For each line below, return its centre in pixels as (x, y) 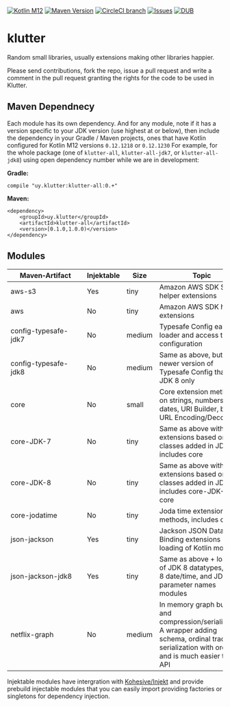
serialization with (187, 647)
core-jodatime (34, 515)
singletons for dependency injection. (59, 696)
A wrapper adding (188, 630)
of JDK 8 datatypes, (191, 568)
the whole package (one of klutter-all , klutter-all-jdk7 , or (93, 152)
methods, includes (189, 520)
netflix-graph (32, 634)
